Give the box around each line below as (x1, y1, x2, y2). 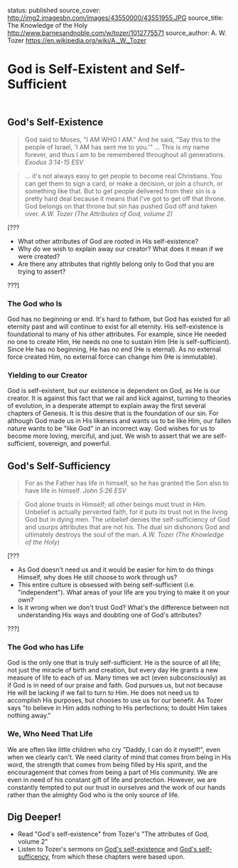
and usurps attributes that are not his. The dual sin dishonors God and (24, 523, 230, 532)
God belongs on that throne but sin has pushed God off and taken (24, 202, 217, 210)
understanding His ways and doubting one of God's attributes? (17, 611, 202, 619)
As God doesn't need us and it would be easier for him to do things (17, 565, 215, 574)
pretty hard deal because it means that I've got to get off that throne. (24, 194, 226, 203)
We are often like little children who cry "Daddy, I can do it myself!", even (7, 745, 221, 754)
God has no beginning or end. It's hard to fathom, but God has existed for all (7, 314, 230, 323)
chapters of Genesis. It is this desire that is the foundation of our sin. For (7, 409, 219, 418)
